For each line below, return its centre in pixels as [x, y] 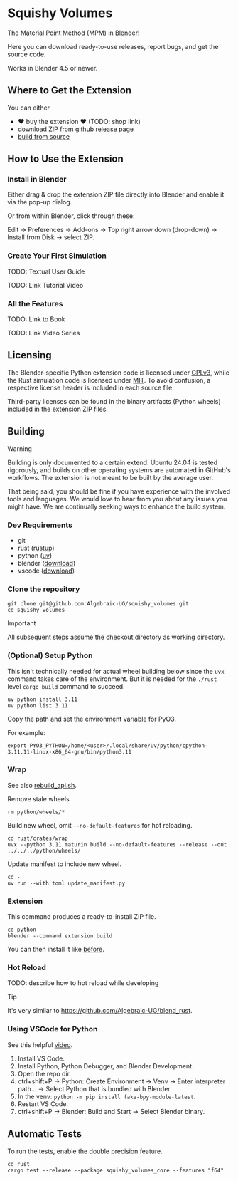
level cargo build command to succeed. [66, 686]
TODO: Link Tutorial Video [45, 285]
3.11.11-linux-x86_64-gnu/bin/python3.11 [70, 752]
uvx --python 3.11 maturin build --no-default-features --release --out [117, 844]
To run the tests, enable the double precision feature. [85, 1151]
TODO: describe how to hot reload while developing [83, 983]
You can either [29, 108]
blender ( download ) [47, 563]
